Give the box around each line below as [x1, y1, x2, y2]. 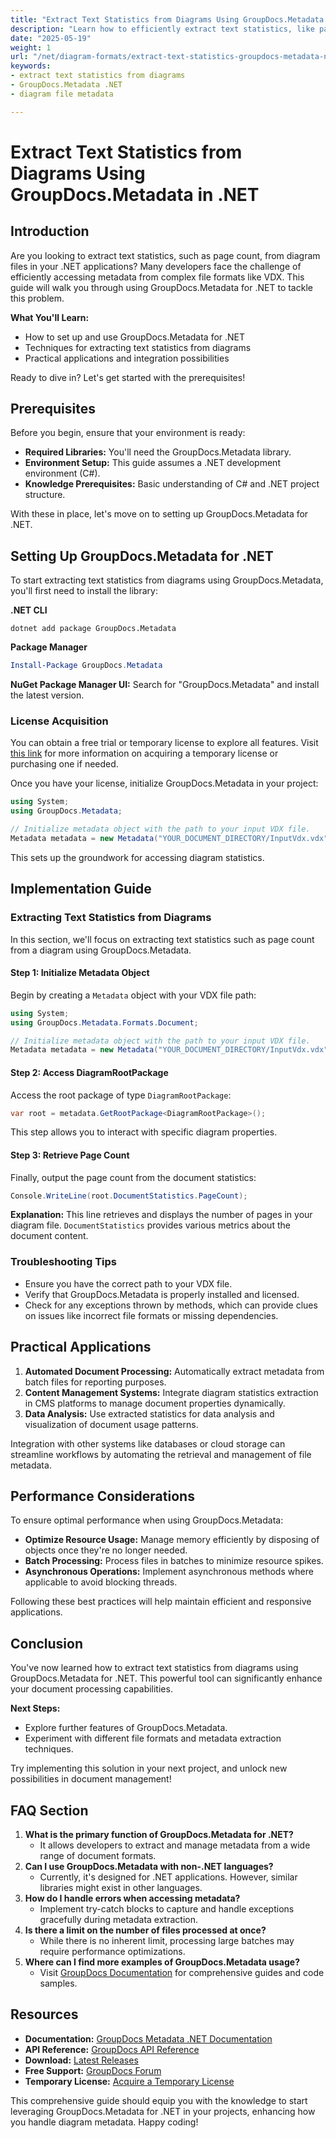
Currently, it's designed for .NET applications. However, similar [39, 1871, 298, 1883]
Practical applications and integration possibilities [24, 352, 230, 364]
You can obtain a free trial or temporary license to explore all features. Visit [10, 737, 319, 749]
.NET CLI [10, 604, 48, 616]
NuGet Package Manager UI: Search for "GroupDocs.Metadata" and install [10, 679, 320, 691]
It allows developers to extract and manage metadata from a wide [39, 1839, 311, 1851]
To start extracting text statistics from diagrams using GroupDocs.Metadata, [10, 574, 324, 586]
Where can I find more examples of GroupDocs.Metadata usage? [24, 1956, 300, 1968]
